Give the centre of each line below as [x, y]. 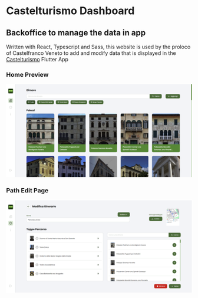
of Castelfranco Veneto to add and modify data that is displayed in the [91, 53]
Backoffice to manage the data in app [76, 33]
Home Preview [27, 74]
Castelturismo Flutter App [37, 59]
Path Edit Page [27, 191]
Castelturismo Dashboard [70, 11]
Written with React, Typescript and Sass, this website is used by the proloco [98, 47]
